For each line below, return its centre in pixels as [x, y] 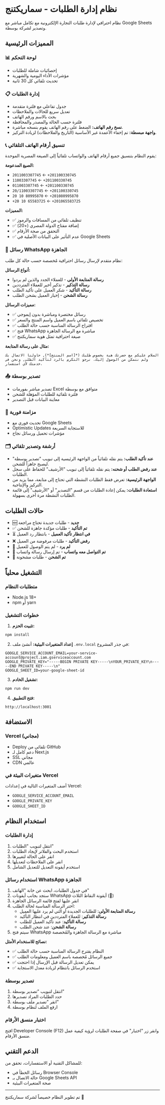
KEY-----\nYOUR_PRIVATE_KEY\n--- [125, 662]
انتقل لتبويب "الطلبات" [33, 846]
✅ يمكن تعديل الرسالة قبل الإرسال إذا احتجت [53, 962]
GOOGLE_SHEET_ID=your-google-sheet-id [45, 670]
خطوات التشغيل [22, 615]
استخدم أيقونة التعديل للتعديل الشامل [46, 867]
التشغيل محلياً [24, 572]
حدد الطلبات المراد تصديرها [37, 997]
